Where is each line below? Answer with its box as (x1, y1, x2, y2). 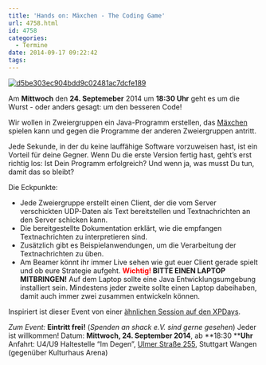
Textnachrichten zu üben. (19, 248, 104, 258)
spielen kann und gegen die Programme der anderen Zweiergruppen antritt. (8, 125, 257, 136)
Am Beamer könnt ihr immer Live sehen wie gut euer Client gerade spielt (19, 257, 259, 267)
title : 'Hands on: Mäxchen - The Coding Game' (8, 11, 166, 20)
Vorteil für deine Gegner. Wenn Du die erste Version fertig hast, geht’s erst (8, 149, 252, 160)
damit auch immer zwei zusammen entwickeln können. (19, 291, 201, 300)
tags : (8, 57, 26, 65)
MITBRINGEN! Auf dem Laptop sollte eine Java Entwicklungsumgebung (19, 274, 256, 284)
